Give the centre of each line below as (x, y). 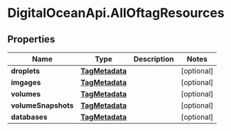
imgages (26, 82)
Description (154, 59)
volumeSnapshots (42, 106)
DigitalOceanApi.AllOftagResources (116, 13)
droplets (26, 71)
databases (29, 117)
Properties (31, 39)
